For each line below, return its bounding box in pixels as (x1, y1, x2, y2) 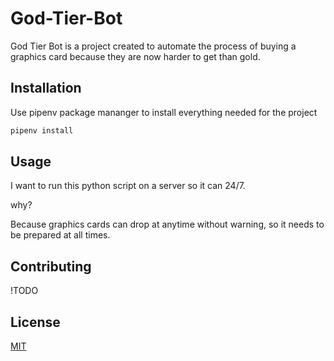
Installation (10, 80, 82, 97)
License (10, 313, 61, 331)
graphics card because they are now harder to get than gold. (10, 50, 261, 62)
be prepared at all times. (10, 229, 111, 241)
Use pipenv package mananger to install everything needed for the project (10, 106, 318, 118)
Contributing (10, 258, 92, 275)
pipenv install (10, 125, 74, 136)
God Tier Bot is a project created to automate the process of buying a (10, 40, 297, 52)
